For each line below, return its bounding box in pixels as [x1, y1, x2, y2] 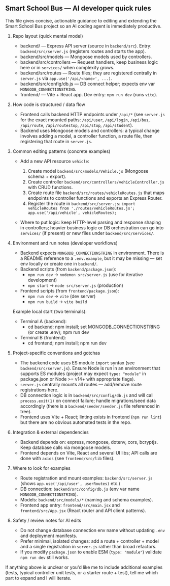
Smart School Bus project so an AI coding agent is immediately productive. [5, 23, 162, 29]
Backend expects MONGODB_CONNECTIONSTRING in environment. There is [20, 250, 164, 256]
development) [27, 277, 57, 283]
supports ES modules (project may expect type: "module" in [20, 370, 146, 377]
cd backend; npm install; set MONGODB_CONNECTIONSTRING [27, 324, 160, 330]
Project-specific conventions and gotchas [12, 350, 100, 356]
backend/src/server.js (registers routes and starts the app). [20, 48, 146, 54]
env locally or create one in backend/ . [20, 260, 98, 267]
